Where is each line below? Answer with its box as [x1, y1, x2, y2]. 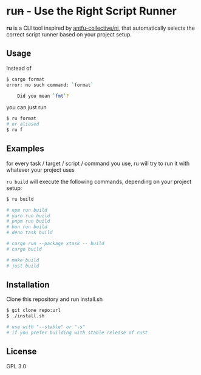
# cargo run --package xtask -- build [6, 241, 104, 247]
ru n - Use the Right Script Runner [6, 4, 177, 18]
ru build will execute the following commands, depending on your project [6, 178, 192, 185]
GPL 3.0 [6, 362, 27, 370]
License [6, 346, 37, 357]
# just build [6, 263, 39, 269]
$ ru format [6, 115, 36, 122]
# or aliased [6, 121, 39, 127]
